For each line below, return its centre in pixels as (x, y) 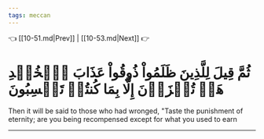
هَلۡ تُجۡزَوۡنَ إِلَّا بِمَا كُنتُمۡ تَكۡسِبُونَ (116, 89)
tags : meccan (29, 15)
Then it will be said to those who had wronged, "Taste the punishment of (126, 111)
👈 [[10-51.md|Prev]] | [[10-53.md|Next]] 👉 (79, 38)
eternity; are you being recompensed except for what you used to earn (123, 119)
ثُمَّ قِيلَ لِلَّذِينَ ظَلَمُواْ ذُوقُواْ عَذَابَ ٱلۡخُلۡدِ (129, 72)
